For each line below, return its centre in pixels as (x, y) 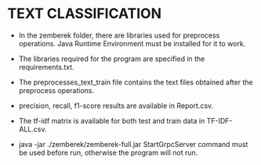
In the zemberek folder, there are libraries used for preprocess (119, 35)
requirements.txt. (47, 66)
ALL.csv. (33, 129)
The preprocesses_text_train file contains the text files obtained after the (136, 82)
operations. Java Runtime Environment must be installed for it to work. (132, 43)
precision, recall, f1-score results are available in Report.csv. (116, 106)
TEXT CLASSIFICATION (85, 14)
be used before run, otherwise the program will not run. (108, 152)
